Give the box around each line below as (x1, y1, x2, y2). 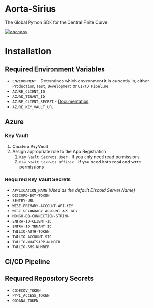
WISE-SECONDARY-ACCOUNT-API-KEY (12, 209, 78, 213)
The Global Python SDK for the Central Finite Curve (5, 19, 108, 25)
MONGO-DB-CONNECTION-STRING (12, 213, 69, 219)
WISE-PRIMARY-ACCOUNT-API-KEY (12, 203, 74, 208)
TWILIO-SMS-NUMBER (12, 244, 50, 249)
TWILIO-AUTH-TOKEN (12, 229, 50, 234)
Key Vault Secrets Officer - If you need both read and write (19, 159, 142, 164)
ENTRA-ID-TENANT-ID (12, 224, 52, 229)
